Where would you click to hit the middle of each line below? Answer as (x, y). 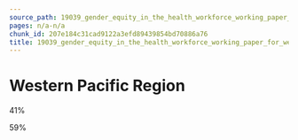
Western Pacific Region (98, 86)
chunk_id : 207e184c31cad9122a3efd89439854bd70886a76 (109, 34)
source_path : (33, 17)
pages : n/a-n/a (37, 26)
